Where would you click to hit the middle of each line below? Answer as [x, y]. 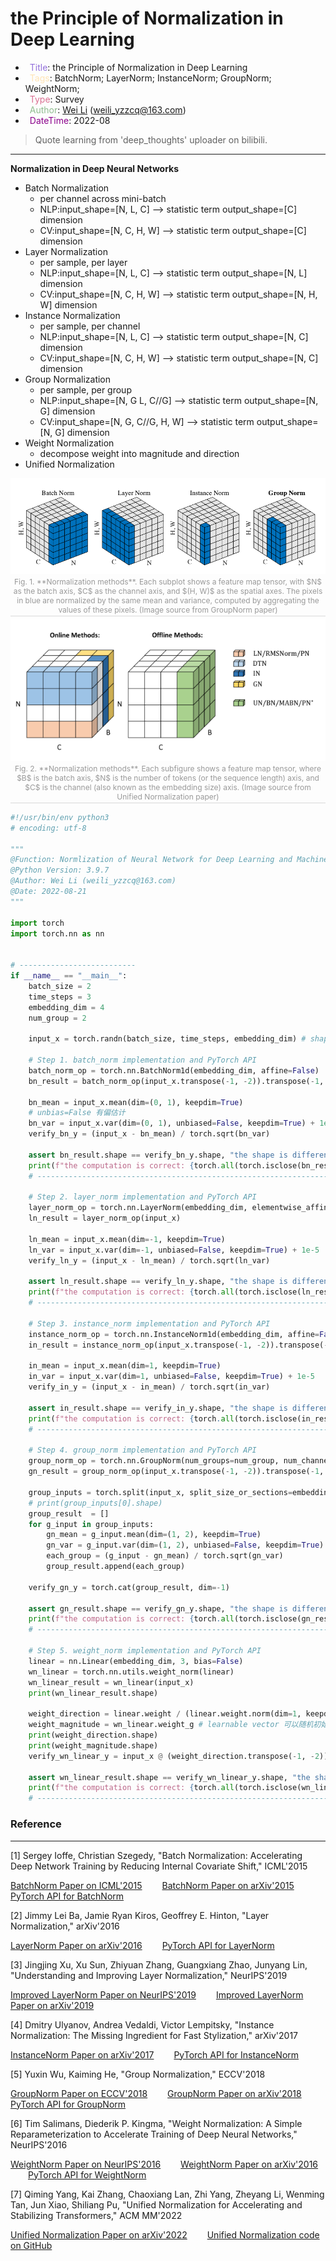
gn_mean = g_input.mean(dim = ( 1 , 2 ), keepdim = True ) [154, 1535]
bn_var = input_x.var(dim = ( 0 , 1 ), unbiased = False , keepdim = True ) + [171, 1123]
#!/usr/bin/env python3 [60, 817]
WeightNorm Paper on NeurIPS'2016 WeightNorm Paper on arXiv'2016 [164, 2164]
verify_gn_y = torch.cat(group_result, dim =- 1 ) [129, 1587]
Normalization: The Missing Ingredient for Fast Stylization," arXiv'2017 [154, 2035]
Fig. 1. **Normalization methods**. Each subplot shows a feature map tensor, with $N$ [168, 582]
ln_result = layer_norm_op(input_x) [105, 1218]
